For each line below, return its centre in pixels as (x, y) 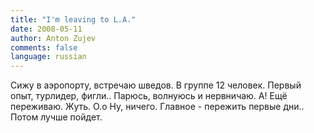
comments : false (44, 47)
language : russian (48, 57)
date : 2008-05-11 (46, 29)
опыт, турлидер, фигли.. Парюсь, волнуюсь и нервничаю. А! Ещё (149, 96)
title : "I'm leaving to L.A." (73, 19)
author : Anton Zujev (53, 38)
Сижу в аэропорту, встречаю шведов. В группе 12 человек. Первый (156, 85)
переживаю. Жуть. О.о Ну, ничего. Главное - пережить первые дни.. (157, 107)
